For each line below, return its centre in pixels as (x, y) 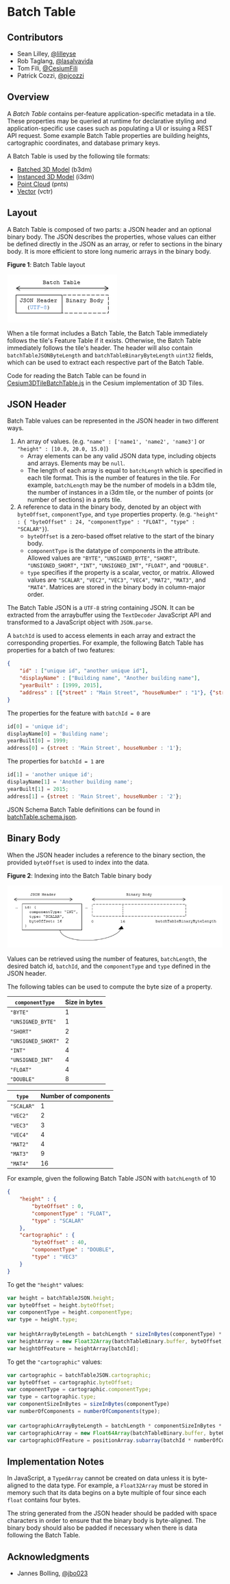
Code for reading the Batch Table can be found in (77, 375)
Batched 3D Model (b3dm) (54, 169)
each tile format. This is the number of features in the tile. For (114, 478)
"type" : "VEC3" (55, 1257)
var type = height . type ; (42, 1320)
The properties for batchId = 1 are (56, 761)
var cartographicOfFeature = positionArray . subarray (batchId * (99, 1440)
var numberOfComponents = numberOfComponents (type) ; (84, 1411)
